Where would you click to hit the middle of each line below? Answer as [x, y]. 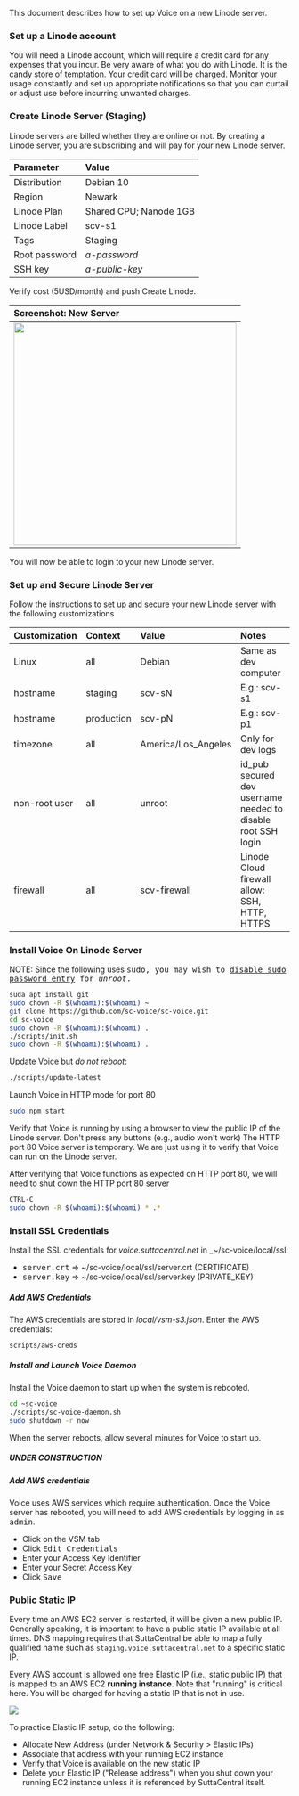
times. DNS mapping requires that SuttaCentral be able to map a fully [136, 1638]
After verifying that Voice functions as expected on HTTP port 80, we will [143, 1174]
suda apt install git [49, 995]
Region [28, 197]
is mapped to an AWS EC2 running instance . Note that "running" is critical [146, 1684]
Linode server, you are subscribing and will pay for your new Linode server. [147, 145]
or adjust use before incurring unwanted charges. [100, 94]
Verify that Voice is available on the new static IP [111, 1764]
